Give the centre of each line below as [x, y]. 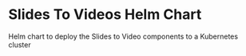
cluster [20, 44]
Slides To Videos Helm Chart [105, 15]
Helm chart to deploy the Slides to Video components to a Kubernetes [123, 36]
